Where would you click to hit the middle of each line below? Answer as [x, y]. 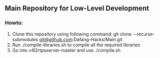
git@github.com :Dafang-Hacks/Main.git [81, 39]
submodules [25, 39]
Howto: [14, 23]
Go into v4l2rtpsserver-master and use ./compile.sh [66, 50]
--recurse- [144, 34]
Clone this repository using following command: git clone [72, 34]
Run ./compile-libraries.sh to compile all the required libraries [76, 45]
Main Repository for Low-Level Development [77, 8]
